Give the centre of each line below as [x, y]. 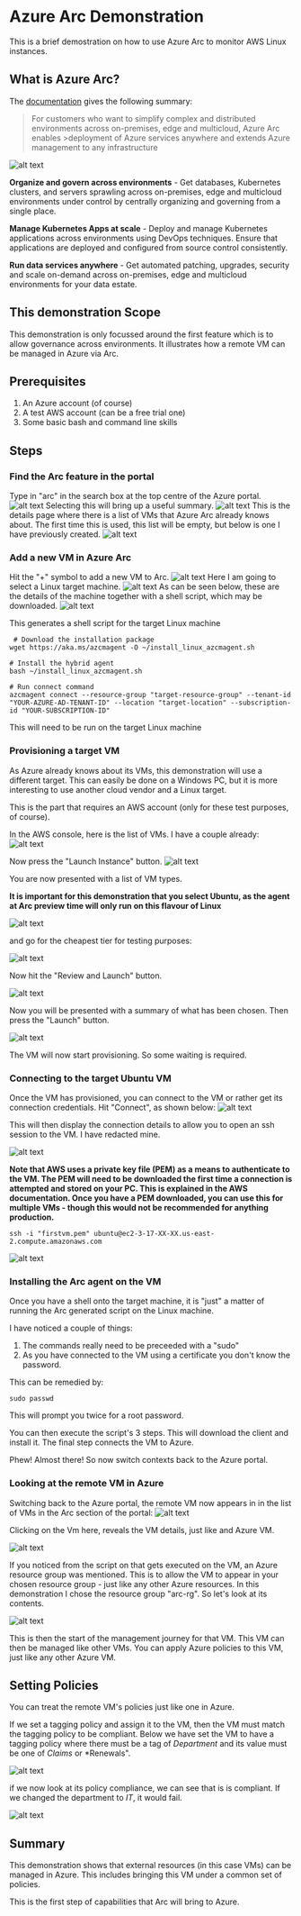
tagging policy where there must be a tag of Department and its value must [148, 1744]
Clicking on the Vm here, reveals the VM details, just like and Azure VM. [142, 1530]
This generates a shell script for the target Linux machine [115, 623]
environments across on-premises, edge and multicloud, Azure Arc [155, 128]
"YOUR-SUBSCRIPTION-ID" [66, 711]
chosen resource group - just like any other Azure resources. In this [134, 1584]
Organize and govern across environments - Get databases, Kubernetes [145, 182]
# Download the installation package [84, 640]
